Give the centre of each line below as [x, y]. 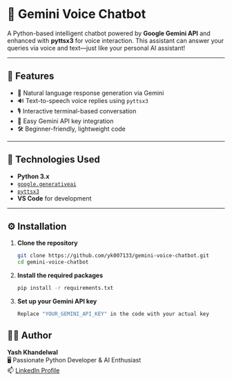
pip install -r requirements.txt [65, 288]
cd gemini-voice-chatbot [53, 262]
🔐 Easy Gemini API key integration [65, 121]
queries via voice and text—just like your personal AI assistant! [96, 48]
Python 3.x [33, 176]
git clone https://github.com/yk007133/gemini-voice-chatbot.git [113, 256]
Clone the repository [47, 243]
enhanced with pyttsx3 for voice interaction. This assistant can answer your [116, 40]
